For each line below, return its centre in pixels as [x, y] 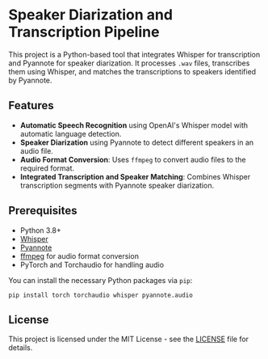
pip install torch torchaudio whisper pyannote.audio [101, 295]
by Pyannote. [30, 80]
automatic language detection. [71, 133]
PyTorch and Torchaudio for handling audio [92, 264]
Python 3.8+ [41, 230]
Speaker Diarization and [91, 15]
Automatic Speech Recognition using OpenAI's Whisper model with [134, 125]
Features [31, 106]
